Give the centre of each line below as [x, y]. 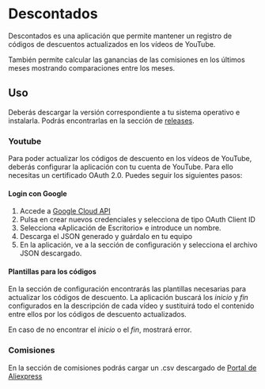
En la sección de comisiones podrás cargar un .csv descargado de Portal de [132, 368]
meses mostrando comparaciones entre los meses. [92, 67]
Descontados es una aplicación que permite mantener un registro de [120, 36]
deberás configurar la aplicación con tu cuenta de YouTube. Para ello [121, 167]
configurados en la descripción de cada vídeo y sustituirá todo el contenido [131, 306]
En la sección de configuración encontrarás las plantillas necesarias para [127, 289]
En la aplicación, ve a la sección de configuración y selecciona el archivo [138, 245]
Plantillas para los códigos [52, 272]
